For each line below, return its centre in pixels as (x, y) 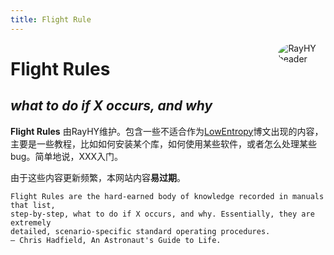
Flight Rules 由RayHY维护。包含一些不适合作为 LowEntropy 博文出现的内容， (167, 131)
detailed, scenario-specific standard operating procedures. (140, 231)
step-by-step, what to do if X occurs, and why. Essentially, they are (162, 214)
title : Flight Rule (51, 19)
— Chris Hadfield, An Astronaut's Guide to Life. (116, 240)
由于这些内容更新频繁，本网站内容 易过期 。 (98, 177)
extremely (31, 222)
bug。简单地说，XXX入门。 (67, 156)
